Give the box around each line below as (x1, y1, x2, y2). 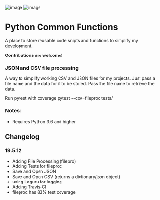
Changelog (5, 132, 40, 141)
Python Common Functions (5, 22, 118, 33)
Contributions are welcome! (5, 52, 63, 58)
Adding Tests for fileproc (12, 164, 62, 169)
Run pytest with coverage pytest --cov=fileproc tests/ (5, 95, 113, 101)
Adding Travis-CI (12, 184, 47, 190)
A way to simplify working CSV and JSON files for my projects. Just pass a (5, 75, 155, 81)
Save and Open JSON (12, 168, 56, 175)
